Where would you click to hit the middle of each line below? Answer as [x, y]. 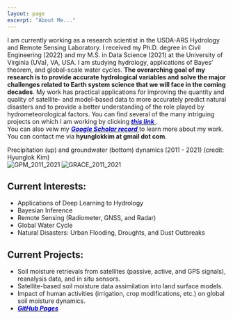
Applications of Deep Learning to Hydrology [80, 203]
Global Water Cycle [45, 225]
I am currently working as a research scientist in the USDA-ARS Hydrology [114, 40]
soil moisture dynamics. [51, 301]
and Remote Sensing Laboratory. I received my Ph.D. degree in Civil [104, 47]
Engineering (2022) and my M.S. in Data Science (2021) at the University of [115, 55]
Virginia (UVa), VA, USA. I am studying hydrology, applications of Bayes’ [110, 62]
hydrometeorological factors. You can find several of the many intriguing [111, 114]
